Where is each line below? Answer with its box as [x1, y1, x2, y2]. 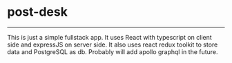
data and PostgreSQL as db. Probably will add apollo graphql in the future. [7, 47, 219, 55]
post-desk [7, 4, 68, 20]
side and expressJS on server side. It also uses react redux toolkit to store [7, 40, 218, 49]
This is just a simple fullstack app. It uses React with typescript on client [7, 33, 212, 41]
